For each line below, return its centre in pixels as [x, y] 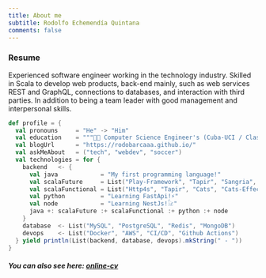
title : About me [35, 15]
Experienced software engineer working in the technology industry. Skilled [130, 75]
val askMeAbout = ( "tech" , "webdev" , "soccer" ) [99, 152]
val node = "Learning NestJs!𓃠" [103, 204]
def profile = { [35, 123]
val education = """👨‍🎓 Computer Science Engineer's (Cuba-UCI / [129, 138]
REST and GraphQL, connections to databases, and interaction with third [127, 92]
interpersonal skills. [40, 108]
